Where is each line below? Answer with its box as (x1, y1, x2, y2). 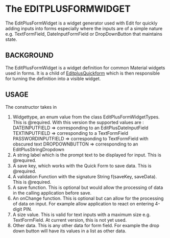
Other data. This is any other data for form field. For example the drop (12, 222, 160, 228)
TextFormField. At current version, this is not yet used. (12, 217, 127, 223)
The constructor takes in (5, 104, 57, 110)
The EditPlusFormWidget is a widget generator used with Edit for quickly (5, 20, 158, 26)
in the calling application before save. (12, 189, 92, 196)
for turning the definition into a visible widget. (5, 75, 101, 82)
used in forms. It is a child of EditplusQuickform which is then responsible (5, 70, 160, 76)
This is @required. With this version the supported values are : (12, 119, 144, 125)
